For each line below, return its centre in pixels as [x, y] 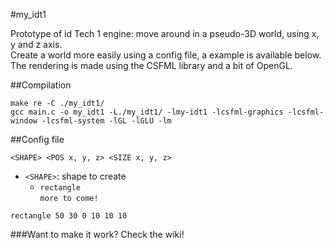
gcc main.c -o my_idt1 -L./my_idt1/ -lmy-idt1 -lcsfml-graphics [147, 112]
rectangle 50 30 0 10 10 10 [69, 216]
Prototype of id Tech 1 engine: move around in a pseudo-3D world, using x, [165, 33]
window [24, 121]
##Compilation [41, 85]
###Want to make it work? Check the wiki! [97, 234]
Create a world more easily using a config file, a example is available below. [166, 55]
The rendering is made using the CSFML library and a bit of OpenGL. [151, 65]
